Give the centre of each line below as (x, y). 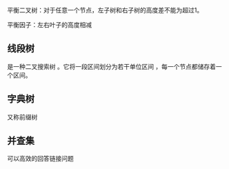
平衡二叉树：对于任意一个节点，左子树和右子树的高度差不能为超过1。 (105, 10)
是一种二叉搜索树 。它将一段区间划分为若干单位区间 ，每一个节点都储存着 (111, 66)
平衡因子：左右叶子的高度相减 (49, 25)
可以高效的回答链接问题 (40, 159)
